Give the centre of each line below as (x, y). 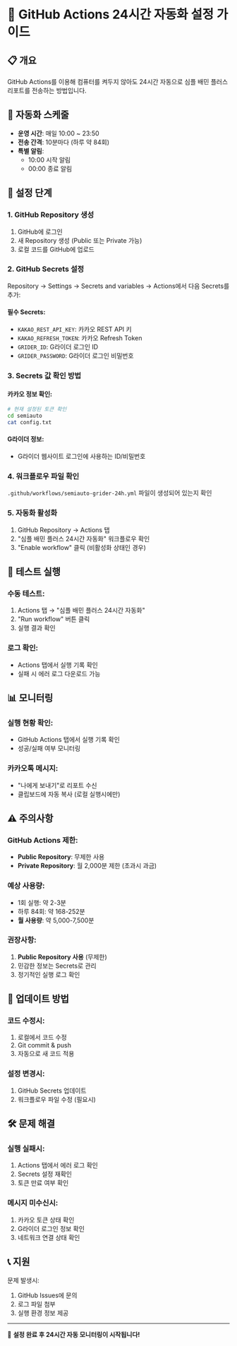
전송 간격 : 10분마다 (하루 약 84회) (63, 142)
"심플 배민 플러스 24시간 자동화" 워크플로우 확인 (84, 539)
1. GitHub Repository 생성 (51, 215)
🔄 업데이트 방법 (38, 999)
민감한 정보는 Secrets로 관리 (57, 966)
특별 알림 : (31, 151)
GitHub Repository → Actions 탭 (64, 529)
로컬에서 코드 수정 (42, 1038)
